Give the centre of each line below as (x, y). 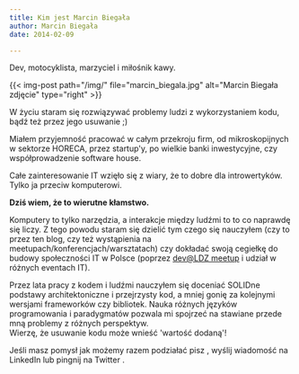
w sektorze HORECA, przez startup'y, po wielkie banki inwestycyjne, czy (144, 148)
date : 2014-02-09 (42, 34)
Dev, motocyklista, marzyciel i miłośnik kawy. (93, 67)
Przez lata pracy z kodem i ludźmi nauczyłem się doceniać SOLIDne (135, 285)
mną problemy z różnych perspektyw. (79, 324)
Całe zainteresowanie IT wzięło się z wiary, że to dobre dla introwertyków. (146, 175)
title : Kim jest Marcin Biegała (70, 18)
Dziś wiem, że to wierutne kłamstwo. (79, 202)
